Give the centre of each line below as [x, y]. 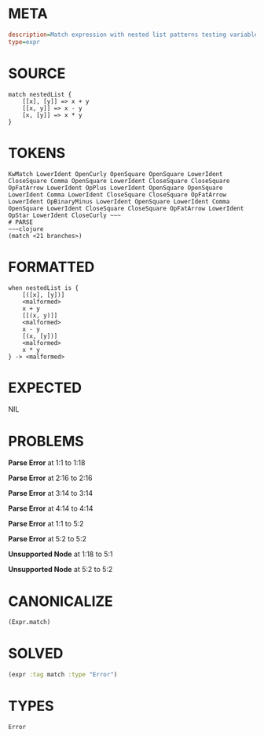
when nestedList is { [44, 288]
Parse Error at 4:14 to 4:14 [51, 508]
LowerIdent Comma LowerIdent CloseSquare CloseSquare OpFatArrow [117, 194]
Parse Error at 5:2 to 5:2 [47, 539]
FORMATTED [51, 267]
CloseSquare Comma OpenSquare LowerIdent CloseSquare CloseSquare [119, 181]
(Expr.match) [29, 622]
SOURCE [37, 73]
